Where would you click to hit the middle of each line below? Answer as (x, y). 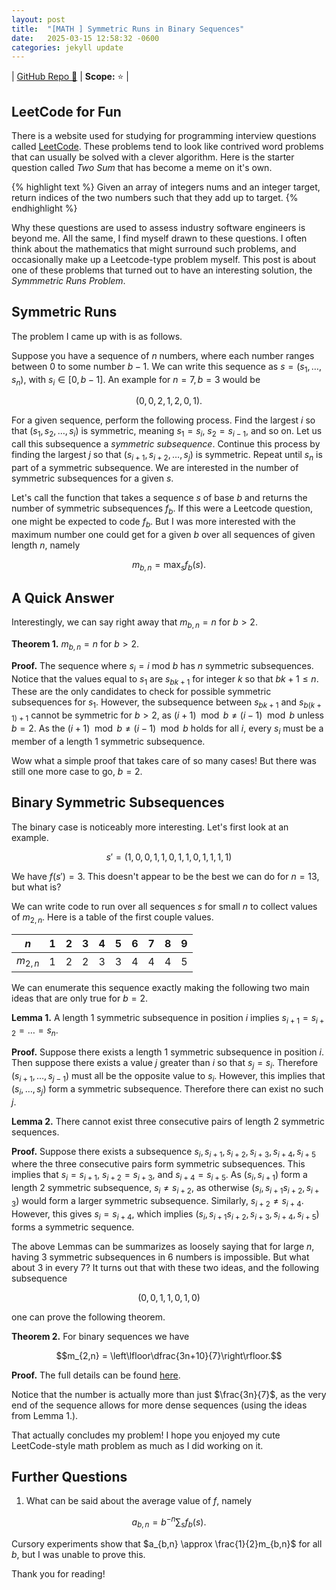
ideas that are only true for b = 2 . (80, 998)
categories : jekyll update (67, 47)
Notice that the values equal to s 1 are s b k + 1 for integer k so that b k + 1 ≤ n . (165, 679)
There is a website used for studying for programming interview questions (164, 136)
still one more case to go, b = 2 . (77, 771)
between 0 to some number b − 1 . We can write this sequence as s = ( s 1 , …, (166, 367)
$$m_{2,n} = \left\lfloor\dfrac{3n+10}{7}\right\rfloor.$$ (169, 1355)
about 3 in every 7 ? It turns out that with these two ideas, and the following (165, 1267)
